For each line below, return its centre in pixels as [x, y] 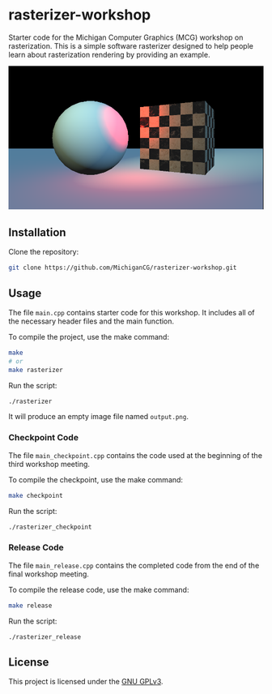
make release [30, 606]
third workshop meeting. [49, 464]
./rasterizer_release [45, 637]
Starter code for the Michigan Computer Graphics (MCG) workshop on [126, 37]
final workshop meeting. [49, 574]
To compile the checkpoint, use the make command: [96, 479]
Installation [37, 232]
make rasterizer [36, 370]
